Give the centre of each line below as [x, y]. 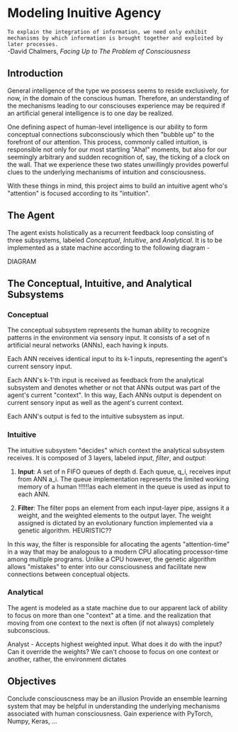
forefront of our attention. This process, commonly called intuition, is [107, 142]
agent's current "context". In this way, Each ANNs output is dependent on [114, 395]
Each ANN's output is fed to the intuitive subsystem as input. [96, 416]
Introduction [35, 73]
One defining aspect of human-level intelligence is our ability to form [107, 127]
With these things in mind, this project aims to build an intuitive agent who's [118, 185]
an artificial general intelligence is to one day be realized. [90, 113]
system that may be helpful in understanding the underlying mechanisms [114, 706]
